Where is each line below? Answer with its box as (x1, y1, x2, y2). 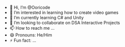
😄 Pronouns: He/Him (9, 32, 52, 38)
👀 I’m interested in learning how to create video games (9, 10, 119, 15)
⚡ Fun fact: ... (9, 37, 36, 43)
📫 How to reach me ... (9, 25, 55, 31)
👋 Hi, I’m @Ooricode (9, 5, 50, 10)
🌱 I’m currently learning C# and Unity (9, 15, 84, 20)
